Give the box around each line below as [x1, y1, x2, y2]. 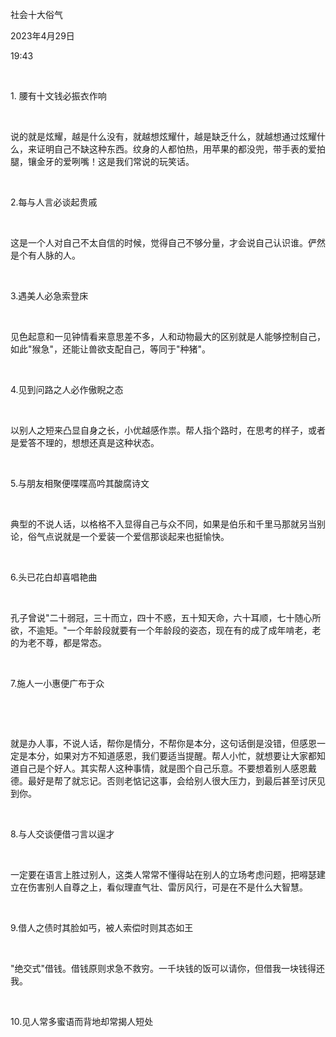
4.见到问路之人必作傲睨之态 [10, 384, 124, 395]
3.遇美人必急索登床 [10, 290, 89, 302]
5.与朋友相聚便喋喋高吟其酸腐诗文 [10, 478, 150, 489]
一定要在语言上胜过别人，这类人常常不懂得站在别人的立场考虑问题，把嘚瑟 [10, 869, 317, 880]
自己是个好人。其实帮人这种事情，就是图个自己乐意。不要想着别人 [18, 763, 291, 774]
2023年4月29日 [10, 30, 75, 42]
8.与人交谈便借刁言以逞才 [10, 828, 115, 840]
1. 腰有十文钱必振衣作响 [10, 90, 107, 102]
